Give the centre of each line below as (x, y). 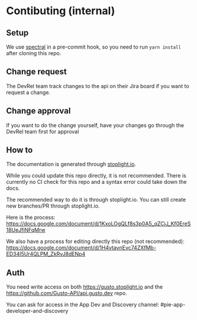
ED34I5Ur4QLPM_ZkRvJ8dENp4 (46, 254)
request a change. (28, 92)
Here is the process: (31, 218)
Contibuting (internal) (61, 11)
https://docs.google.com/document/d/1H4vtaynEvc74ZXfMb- (81, 248)
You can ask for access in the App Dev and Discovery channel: (83, 305)
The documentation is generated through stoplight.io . (71, 164)
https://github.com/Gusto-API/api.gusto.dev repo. (67, 293)
